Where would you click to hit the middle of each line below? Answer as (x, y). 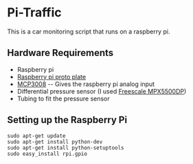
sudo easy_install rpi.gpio (47, 154)
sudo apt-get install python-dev (55, 141)
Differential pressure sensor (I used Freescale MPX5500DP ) (102, 91)
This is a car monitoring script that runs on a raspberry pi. (89, 31)
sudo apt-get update (37, 136)
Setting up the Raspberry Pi (67, 120)
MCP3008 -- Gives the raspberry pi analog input (86, 84)
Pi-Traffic (34, 13)
